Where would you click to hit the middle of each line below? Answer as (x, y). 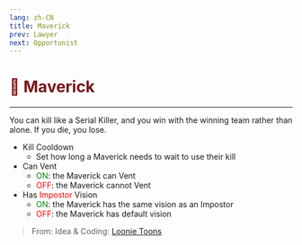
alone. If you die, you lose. (58, 130)
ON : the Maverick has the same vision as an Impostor (134, 205)
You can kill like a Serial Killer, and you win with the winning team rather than (151, 120)
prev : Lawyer (34, 34)
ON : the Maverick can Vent (86, 176)
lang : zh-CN (31, 17)
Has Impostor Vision (60, 195)
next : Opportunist (44, 43)
